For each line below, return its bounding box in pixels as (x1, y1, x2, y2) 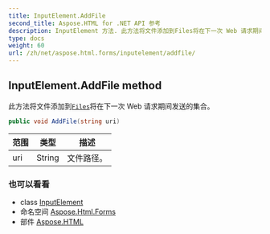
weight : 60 (8, 42, 45, 50)
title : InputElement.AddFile (8, 11, 106, 20)
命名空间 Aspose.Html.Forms (19, 207, 117, 216)
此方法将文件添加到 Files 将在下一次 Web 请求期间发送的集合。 (8, 101, 215, 111)
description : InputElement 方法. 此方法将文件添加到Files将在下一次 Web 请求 (8, 27, 253, 35)
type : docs (8, 34, 45, 43)
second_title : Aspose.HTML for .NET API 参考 (8, 19, 161, 27)
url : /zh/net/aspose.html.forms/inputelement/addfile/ (8, 49, 196, 57)
